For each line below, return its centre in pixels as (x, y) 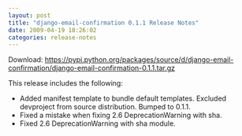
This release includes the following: (66, 83)
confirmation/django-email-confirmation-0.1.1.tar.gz (92, 68)
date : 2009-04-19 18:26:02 (52, 30)
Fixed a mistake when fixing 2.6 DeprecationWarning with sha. (121, 116)
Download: (26, 60)
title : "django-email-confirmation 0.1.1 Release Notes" (104, 23)
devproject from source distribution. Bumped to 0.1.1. (105, 107)
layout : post (30, 15)
